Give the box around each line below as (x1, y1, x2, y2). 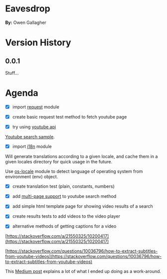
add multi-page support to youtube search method (12, 193, 117, 199)
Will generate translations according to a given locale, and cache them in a (5, 153, 158, 159)
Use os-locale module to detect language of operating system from (5, 168, 143, 174)
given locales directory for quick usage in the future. (5, 159, 113, 165)
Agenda (5, 88, 38, 99)
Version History (5, 37, 71, 48)
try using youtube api (12, 124, 56, 130)
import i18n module (12, 143, 52, 149)
